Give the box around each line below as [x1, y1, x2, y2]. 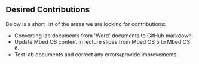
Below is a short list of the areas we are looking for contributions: [5, 20, 166, 27]
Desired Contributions [5, 5, 90, 15]
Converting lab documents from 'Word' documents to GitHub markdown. [14, 32, 194, 39]
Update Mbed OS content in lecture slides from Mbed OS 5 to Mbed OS [14, 38, 191, 45]
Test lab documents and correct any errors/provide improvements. [14, 50, 179, 58]
